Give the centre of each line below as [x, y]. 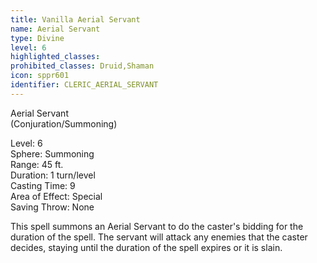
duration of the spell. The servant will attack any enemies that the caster [159, 237]
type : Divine [37, 38]
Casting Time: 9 [43, 185]
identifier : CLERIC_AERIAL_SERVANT [84, 85]
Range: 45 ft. [37, 164]
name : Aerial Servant [55, 29]
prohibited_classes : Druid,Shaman [82, 66]
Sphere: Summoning [52, 153]
